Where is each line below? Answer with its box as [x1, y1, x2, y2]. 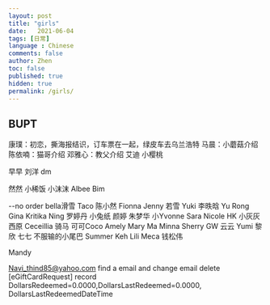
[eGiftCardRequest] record [8, 272, 97, 282]
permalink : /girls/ [8, 87, 74, 95]
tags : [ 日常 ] [8, 34, 50, 43]
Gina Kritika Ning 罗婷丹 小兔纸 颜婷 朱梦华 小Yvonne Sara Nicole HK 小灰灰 [8, 211, 260, 221]
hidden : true [8, 79, 53, 87]
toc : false [8, 65, 45, 73]
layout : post [8, 11, 53, 20]
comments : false [8, 49, 63, 57]
